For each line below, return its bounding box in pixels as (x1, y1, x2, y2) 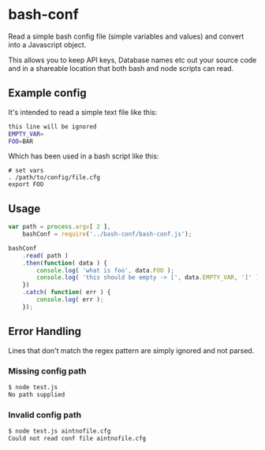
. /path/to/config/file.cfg (8, 173, 101, 182)
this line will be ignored (8, 122, 97, 131)
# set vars (8, 167, 44, 175)
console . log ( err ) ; (36, 296, 104, 304)
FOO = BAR (8, 137, 34, 145)
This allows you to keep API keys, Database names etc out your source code (8, 55, 257, 65)
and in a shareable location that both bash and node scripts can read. (8, 63, 234, 73)
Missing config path (8, 365, 87, 376)
